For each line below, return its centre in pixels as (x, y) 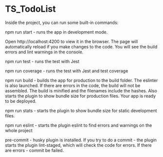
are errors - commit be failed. (35, 150)
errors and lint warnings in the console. (44, 52)
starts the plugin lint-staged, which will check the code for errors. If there (78, 145)
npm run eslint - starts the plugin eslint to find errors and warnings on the (79, 125)
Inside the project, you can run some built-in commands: (62, 22)
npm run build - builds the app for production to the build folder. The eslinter (81, 80)
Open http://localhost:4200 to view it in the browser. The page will (72, 41)
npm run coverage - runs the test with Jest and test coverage (67, 71)
